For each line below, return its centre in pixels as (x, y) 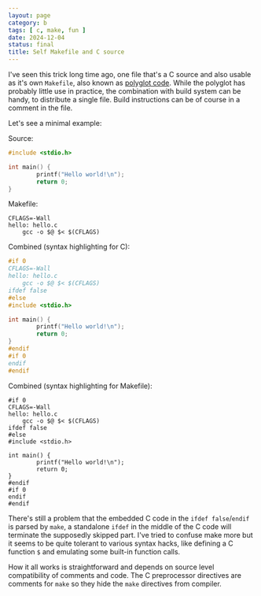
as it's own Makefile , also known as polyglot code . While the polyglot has (127, 83)
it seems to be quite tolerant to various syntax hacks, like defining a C (121, 543)
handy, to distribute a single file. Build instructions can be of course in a (124, 100)
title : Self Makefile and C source (66, 52)
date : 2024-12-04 (37, 37)
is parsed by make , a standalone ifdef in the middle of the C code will (120, 526)
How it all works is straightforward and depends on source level (111, 567)
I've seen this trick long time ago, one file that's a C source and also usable (130, 74)
